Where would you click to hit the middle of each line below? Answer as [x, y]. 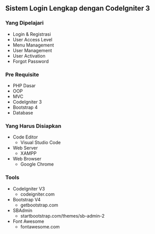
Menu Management [33, 45]
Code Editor [25, 137]
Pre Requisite [22, 75]
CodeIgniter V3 [29, 189]
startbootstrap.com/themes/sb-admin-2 [62, 216]
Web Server [25, 148]
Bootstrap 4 [25, 107]
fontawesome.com [40, 226]
